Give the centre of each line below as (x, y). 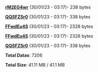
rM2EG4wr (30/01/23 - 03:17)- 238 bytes (48, 7)
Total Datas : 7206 (24, 55)
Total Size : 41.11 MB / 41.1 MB (35, 65)
